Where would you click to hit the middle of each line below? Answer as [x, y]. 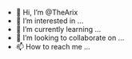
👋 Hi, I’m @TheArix [47, 12]
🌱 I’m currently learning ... [58, 29]
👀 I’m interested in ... [50, 21]
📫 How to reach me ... [53, 47]
